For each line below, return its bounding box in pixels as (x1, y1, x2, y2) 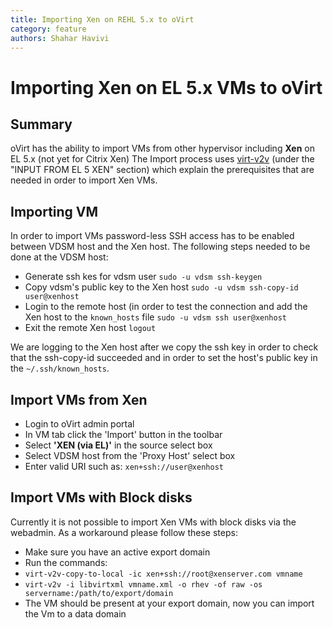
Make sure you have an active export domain (24, 546, 211, 558)
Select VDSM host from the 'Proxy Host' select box (24, 450, 236, 461)
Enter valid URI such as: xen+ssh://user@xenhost (24, 461, 224, 472)
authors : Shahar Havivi (10, 33, 110, 43)
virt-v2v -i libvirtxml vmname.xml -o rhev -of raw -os (24, 579, 263, 590)
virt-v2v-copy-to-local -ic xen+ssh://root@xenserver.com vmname (24, 569, 303, 579)
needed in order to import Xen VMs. (10, 174, 158, 186)
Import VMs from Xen (10, 391, 148, 408)
